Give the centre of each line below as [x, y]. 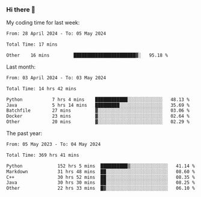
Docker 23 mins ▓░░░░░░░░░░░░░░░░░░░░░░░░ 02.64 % [98, 117]
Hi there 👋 [21, 10]
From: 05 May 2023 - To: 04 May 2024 [54, 144]
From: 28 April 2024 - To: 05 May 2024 [56, 34]
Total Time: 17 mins [32, 44]
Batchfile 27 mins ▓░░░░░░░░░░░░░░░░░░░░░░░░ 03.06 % [98, 111]
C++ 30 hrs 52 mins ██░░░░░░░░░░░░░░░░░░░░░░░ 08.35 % [101, 177]
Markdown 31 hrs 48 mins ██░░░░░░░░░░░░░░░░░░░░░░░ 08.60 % [101, 171]
